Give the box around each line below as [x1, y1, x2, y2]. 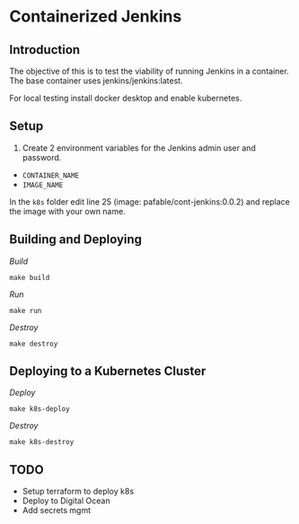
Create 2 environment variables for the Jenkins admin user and [22, 142, 256, 153]
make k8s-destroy [9, 438, 75, 447]
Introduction [9, 42, 81, 57]
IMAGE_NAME [22, 180, 64, 189]
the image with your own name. [9, 205, 126, 216]
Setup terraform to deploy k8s [22, 486, 135, 497]
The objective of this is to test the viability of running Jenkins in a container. [9, 65, 289, 76]
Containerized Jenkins [9, 6, 182, 27]
